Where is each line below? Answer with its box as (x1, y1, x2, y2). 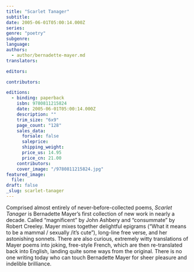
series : (6, 25, 25, 31)
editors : (6, 68, 28, 74)
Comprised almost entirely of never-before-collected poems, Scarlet (6, 204, 172, 211)
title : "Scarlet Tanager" (6, 8, 69, 15)
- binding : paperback (11, 95, 65, 101)
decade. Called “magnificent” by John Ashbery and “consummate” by (6, 216, 175, 223)
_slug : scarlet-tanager (6, 188, 65, 194)
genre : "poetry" (6, 31, 46, 36)
